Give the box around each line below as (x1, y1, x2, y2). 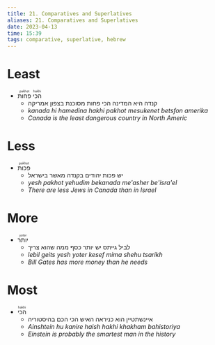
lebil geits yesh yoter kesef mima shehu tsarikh (27, 250, 164, 258)
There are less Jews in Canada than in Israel (27, 186, 157, 194)
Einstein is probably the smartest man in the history (27, 330, 176, 338)
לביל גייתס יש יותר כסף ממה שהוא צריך (27, 242, 131, 251)
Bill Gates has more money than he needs (27, 258, 148, 266)
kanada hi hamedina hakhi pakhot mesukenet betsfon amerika (27, 106, 209, 115)
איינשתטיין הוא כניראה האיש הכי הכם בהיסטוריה (27, 315, 153, 323)
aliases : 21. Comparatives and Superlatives (7, 17, 138, 24)
